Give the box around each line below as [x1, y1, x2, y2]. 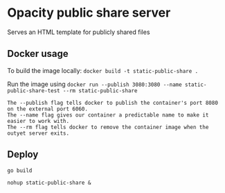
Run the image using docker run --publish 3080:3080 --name [7, 80, 182, 88]
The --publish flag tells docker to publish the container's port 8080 [7, 99, 218, 106]
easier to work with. [7, 117, 70, 124]
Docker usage [7, 48, 69, 60]
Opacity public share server [7, 5, 171, 21]
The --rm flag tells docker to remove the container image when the [7, 124, 209, 131]
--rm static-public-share [62, 87, 138, 94]
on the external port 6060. [7, 106, 89, 112]
